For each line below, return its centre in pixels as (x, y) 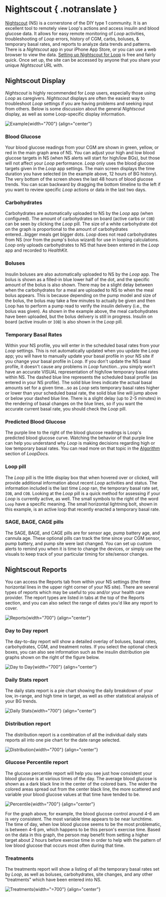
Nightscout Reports (36, 570)
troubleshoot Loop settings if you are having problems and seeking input (79, 103)
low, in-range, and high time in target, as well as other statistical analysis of (82, 696)
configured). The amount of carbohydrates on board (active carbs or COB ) (80, 219)
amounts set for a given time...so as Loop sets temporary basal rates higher (82, 388)
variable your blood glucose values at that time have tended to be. (73, 794)
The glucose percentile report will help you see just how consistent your (79, 773)
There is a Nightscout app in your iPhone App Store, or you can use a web (81, 49)
